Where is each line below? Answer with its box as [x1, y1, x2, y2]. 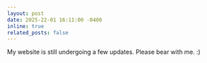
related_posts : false [7, 29, 69, 36]
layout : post [7, 10, 44, 17]
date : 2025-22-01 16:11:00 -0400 [7, 16, 102, 23]
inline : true [7, 23, 44, 29]
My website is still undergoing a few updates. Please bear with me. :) [7, 48, 201, 56]
